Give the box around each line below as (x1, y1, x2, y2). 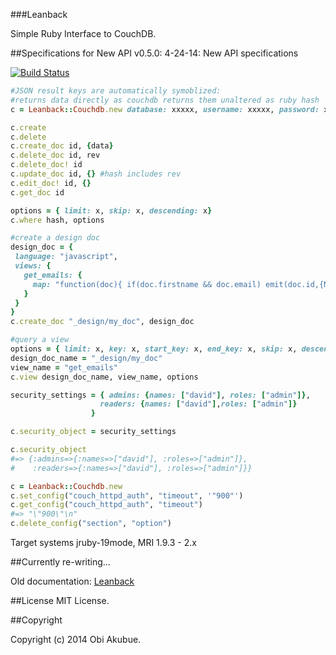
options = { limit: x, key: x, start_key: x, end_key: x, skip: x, (10, 344, 298, 354)
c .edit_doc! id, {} (10, 178, 92, 188)
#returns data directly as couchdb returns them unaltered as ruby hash (10, 95, 320, 105)
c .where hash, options (10, 215, 105, 225)
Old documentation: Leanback (10, 575, 135, 587)
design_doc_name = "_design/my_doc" (10, 353, 163, 363)
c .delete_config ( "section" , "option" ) (10, 519, 172, 529)
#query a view (10, 335, 70, 345)
